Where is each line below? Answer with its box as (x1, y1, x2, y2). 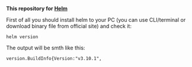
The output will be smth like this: (6, 44, 85, 51)
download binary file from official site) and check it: (6, 23, 132, 29)
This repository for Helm (6, 5, 68, 12)
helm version (6, 34, 39, 40)
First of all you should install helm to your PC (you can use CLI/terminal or (6, 16, 186, 23)
